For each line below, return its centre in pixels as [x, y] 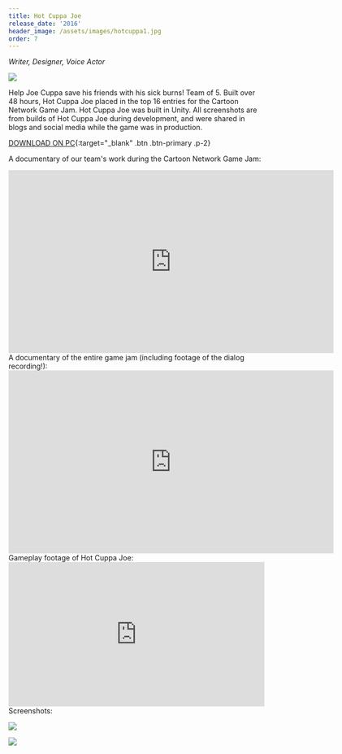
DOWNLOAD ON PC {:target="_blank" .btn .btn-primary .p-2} [110, 143]
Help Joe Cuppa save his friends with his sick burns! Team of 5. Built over [132, 93]
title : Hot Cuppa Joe [45, 16]
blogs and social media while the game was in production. [106, 128]
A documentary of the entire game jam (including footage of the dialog [127, 358]
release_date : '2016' [45, 24]
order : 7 [23, 39]
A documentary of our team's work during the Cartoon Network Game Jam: [135, 159]
